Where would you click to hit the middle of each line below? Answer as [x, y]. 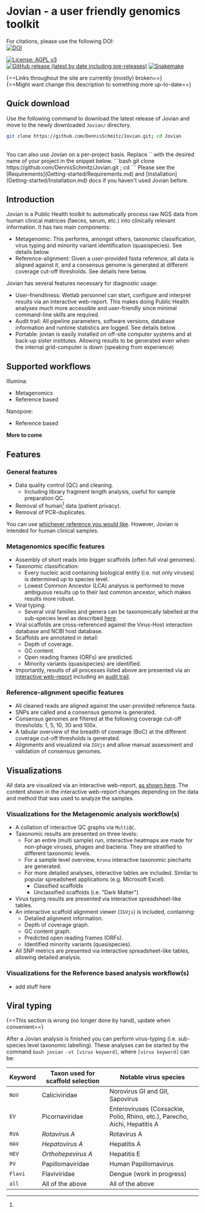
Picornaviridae [63, 1116]
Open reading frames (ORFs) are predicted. [79, 657]
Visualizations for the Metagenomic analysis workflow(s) [93, 814]
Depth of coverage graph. [57, 925]
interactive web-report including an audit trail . [73, 677]
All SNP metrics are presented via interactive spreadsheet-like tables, [103, 951]
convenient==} [25, 1027]
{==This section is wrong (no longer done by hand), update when [88, 1020]
